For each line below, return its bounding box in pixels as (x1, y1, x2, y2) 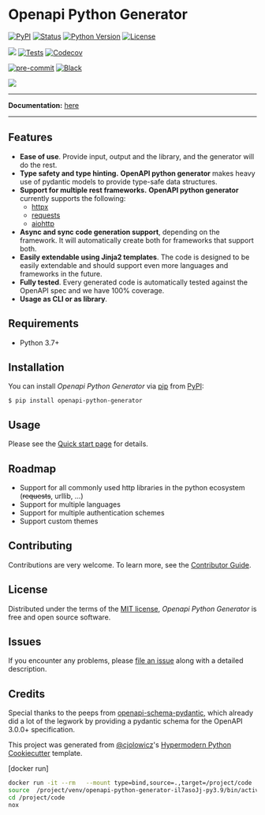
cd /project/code (8, 794, 65, 802)
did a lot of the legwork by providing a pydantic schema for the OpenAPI (8, 716, 243, 726)
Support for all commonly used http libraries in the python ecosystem (19, 483, 245, 492)
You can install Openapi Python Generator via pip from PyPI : (8, 381, 204, 391)
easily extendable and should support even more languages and (19, 260, 229, 270)
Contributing (8, 539, 73, 553)
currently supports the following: (19, 193, 126, 203)
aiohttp (31, 218, 55, 228)
